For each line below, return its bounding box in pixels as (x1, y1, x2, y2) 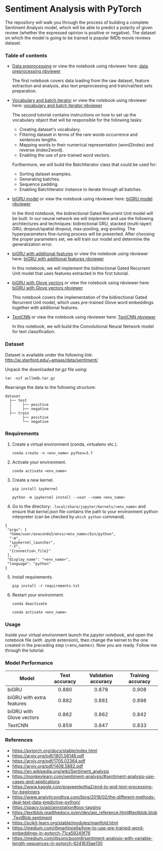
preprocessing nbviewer (12, 68, 61, 74)
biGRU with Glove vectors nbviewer (12, 285, 83, 291)
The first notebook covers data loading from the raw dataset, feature (12, 78, 149, 83)
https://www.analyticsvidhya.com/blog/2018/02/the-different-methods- (12, 794, 156, 800)
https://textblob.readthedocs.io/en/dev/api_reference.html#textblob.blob (12, 809, 158, 815)
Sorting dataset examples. (19, 171, 72, 177)
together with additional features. (12, 305, 79, 311)
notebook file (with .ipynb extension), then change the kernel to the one (5, 637, 148, 643)
